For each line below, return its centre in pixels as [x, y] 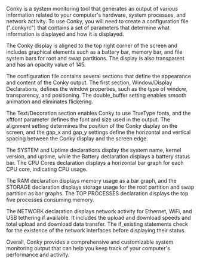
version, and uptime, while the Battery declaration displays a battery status [98, 156]
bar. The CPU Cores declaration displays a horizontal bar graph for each [95, 163]
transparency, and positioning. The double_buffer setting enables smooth [96, 95]
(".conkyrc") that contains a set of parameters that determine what [88, 27]
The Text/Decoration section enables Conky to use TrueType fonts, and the [99, 113]
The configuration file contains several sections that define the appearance [99, 76]
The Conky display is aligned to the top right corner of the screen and [92, 45]
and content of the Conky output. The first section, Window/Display [89, 82]
